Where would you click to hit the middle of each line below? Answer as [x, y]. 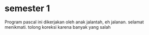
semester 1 [27, 9]
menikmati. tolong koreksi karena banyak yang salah [58, 27]
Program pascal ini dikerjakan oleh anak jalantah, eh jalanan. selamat [74, 22]
